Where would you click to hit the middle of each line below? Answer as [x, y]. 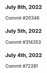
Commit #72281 [22, 66]
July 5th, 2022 [23, 31]
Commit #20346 [22, 18]
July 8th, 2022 [23, 7]
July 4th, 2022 [24, 55]
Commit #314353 [23, 42]
